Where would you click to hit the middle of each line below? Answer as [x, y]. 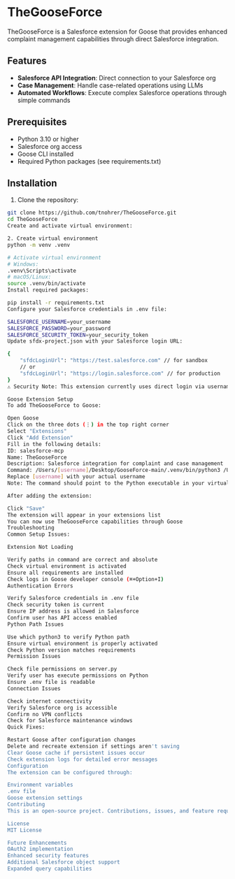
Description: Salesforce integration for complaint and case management [115, 464]
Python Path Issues [36, 624]
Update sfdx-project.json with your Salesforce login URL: [95, 341]
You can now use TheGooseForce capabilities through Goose [95, 522]
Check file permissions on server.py [62, 669]
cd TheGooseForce [33, 220]
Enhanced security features [48, 856]
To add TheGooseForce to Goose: [54, 406]
